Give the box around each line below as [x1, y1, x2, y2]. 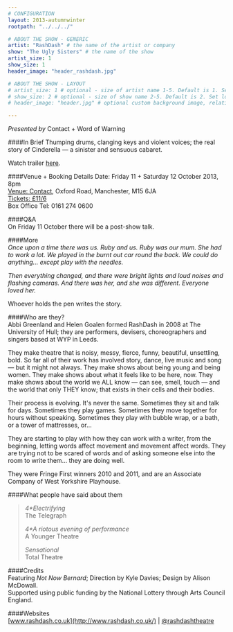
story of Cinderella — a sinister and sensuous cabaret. [8, 146, 163, 154]
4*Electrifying [24, 504, 66, 513]
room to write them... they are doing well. [8, 457, 125, 465]
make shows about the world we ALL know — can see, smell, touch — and [8, 378, 221, 387]
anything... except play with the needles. [8, 258, 124, 267]
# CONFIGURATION [8, 10, 55, 17]
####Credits [8, 566, 44, 575]
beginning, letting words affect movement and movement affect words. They [8, 441, 226, 450]
